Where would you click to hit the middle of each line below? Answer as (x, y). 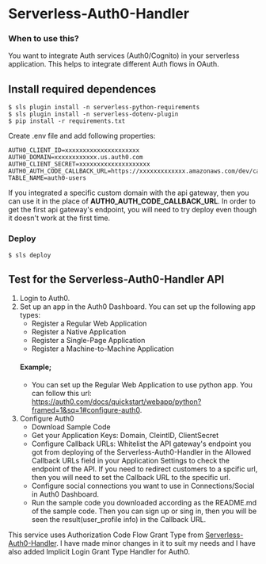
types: (30, 315)
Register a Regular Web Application (89, 324)
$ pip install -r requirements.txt (67, 121)
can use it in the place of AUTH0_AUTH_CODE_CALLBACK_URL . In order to (132, 201)
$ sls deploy (30, 255)
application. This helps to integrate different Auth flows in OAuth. (114, 64)
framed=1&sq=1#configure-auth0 (85, 410)
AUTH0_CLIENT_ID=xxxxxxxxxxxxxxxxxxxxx (74, 151)
